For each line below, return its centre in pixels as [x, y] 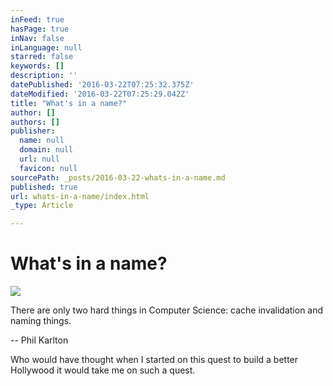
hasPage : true [40, 29]
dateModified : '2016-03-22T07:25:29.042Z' [100, 94]
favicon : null [48, 168]
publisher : [33, 131]
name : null [42, 141]
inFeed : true [37, 19]
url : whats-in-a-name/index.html [80, 196]
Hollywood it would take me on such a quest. [103, 370]
